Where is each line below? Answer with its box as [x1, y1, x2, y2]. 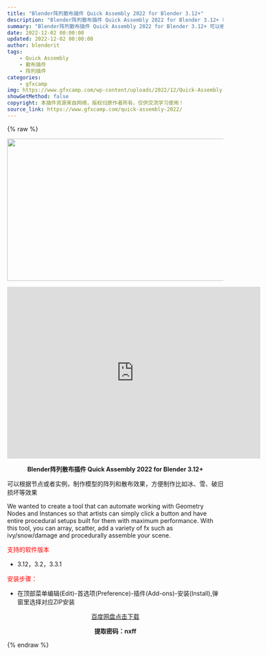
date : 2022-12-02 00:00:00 [7, 29, 84, 36]
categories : [7, 74, 41, 81]
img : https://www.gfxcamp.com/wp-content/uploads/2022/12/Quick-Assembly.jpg [7, 87, 235, 93]
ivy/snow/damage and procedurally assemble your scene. [7, 531, 171, 540]
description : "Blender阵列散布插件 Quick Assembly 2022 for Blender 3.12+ [7, 16, 220, 23]
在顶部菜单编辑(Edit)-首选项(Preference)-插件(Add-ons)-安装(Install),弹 [16, 589, 218, 597]
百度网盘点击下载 [91, 612, 139, 621]
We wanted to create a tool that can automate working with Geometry [7, 502, 204, 510]
